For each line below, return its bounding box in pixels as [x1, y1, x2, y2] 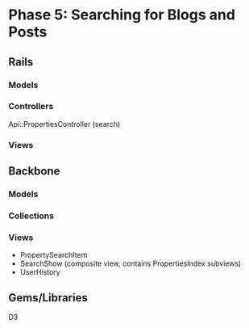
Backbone [8, 164, 60, 179]
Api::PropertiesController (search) [8, 119, 121, 128]
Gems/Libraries [8, 291, 89, 305]
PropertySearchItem [19, 250, 88, 260]
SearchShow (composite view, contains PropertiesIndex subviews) [19, 259, 242, 268]
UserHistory [19, 267, 60, 277]
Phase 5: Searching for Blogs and [8, 6, 236, 24]
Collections [8, 210, 55, 221]
